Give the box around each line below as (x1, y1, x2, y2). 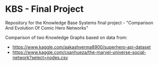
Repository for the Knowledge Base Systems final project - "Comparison (5, 20, 154, 26)
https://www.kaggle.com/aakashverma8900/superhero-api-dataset (12, 44, 151, 50)
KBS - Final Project (5, 3, 84, 15)
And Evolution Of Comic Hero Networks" (5, 25, 88, 31)
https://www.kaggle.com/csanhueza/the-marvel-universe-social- (12, 49, 147, 55)
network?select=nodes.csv (12, 54, 68, 60)
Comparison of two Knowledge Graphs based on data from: (5, 34, 128, 40)
